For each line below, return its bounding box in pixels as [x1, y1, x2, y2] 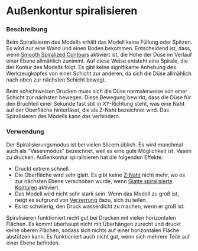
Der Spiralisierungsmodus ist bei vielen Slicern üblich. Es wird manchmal [6, 141, 183, 148]
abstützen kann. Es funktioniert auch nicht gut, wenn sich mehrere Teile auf [6, 233, 190, 240]
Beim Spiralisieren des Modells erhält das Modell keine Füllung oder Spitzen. [6, 38, 193, 45]
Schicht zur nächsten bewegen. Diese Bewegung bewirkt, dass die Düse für [6, 94, 191, 101]
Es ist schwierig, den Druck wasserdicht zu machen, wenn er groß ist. [14, 203, 185, 210]
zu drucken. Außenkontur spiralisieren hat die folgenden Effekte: [6, 154, 164, 161]
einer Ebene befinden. [6, 239, 60, 246]
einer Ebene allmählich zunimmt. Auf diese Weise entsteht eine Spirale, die [6, 57, 188, 64]
